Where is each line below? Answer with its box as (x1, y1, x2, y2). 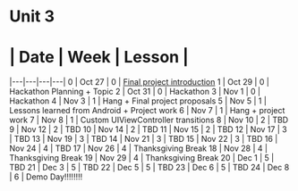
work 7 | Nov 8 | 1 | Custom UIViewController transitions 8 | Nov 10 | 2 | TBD (9, 114, 289, 126)
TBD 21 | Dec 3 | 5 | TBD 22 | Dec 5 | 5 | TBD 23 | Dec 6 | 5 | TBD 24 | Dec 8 (9, 162, 290, 173)
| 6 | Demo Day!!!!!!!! (9, 171, 83, 182)
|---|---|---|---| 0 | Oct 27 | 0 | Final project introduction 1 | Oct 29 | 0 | (9, 77, 270, 87)
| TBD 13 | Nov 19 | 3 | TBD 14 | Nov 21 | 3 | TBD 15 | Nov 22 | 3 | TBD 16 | (9, 134, 278, 145)
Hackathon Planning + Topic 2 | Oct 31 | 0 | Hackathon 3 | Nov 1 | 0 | (9, 87, 261, 97)
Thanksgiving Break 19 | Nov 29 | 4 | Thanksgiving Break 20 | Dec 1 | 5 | (9, 153, 275, 163)
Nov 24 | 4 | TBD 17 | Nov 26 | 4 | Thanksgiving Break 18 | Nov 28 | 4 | (9, 143, 268, 154)
